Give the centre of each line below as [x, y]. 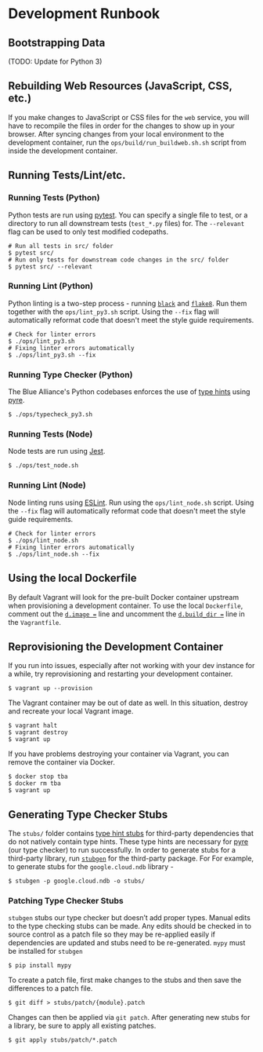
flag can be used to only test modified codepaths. [88, 232]
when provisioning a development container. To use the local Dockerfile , [126, 605]
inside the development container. [63, 151]
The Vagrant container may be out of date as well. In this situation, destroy [128, 703]
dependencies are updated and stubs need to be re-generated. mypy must [127, 943]
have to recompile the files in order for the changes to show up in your [121, 126]
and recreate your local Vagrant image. [71, 711]
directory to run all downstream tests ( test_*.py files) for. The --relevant [126, 223]
